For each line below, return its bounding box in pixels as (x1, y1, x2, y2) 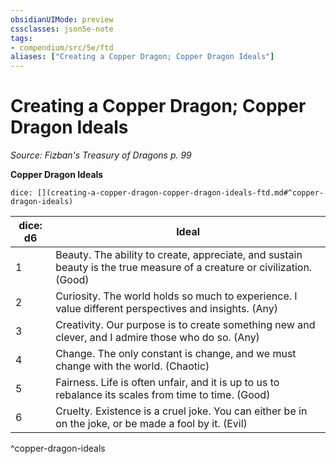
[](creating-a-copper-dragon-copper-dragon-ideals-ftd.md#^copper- (36, 188, 325, 198)
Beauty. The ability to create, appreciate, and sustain (55, 248, 303, 262)
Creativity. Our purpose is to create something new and (55, 318, 316, 332)
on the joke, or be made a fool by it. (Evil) (55, 417, 248, 431)
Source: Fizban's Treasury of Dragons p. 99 (10, 149, 192, 161)
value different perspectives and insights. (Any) (55, 302, 278, 316)
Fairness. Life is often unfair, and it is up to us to (55, 376, 280, 390)
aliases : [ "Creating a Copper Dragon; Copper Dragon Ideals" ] (10, 52, 275, 62)
